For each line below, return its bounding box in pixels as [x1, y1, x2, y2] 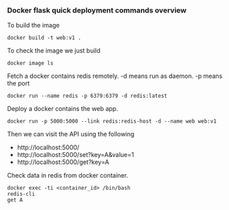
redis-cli [7, 191, 36, 198]
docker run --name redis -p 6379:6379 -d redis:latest [7, 92, 168, 100]
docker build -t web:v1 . [7, 34, 81, 41]
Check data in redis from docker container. [7, 171, 129, 180]
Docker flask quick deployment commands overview [7, 6, 187, 15]
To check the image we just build [7, 47, 101, 55]
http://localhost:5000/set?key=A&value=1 [17, 151, 134, 159]
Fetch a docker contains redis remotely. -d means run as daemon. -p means [7, 72, 223, 81]
